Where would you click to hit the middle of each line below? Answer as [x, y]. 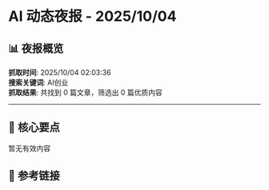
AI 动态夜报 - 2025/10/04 [92, 16]
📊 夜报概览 [36, 48]
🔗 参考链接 [34, 176]
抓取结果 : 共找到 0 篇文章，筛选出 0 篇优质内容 [85, 92]
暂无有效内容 [29, 148]
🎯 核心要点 [34, 127]
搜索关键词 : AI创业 [38, 82]
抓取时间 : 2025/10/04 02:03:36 [60, 72]
